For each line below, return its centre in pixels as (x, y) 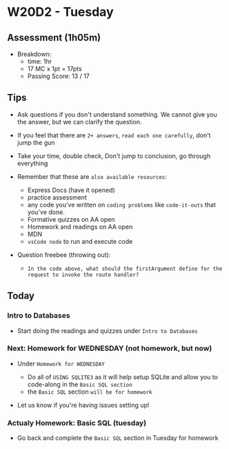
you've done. (46, 212)
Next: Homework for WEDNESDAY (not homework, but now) (110, 348)
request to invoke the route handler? (83, 275)
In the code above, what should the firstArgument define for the (125, 269)
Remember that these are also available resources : (92, 176)
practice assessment (57, 197)
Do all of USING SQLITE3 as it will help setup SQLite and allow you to (123, 376)
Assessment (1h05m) (54, 38)
